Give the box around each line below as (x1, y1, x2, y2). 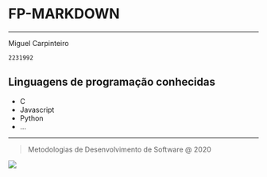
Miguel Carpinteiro (8, 38, 69, 48)
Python (19, 113, 44, 123)
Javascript (19, 105, 55, 114)
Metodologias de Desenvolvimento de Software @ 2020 (27, 144, 212, 154)
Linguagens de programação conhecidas (8, 75, 216, 89)
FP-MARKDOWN (8, 5, 121, 23)
